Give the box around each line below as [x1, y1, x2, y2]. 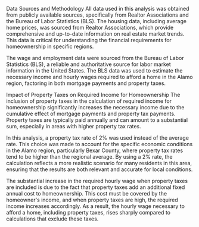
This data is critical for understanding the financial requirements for [6, 37, 172, 43]
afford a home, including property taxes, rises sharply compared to [6, 209, 171, 216]
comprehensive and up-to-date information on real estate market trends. [6, 30, 185, 37]
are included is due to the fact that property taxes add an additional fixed [6, 184, 185, 191]
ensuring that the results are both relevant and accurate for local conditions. [6, 166, 193, 173]
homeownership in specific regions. [6, 43, 94, 50]
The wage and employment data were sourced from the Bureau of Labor [6, 55, 184, 61]
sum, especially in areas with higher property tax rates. [6, 123, 141, 130]
